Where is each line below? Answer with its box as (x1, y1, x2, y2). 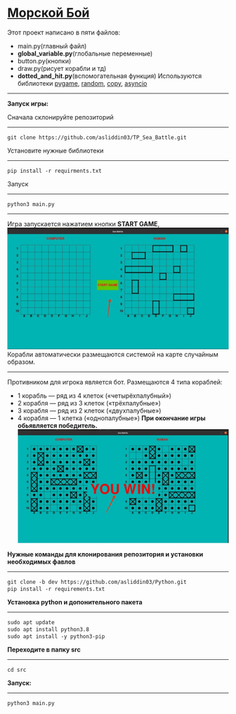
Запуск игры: (7, 99, 49, 108)
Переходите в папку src (7, 645, 81, 654)
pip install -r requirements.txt (7, 585, 105, 593)
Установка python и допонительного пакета (7, 598, 143, 606)
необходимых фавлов (7, 557, 76, 566)
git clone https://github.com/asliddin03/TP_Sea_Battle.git (7, 134, 188, 141)
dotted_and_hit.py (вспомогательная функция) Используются (17, 72, 202, 80)
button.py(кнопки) (17, 56, 72, 65)
